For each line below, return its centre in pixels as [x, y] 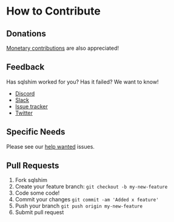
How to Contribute [54, 11]
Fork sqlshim [31, 180]
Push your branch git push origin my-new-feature [79, 206]
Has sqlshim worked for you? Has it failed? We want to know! [82, 82]
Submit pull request [39, 212]
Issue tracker [32, 106]
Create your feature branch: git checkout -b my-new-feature [91, 187]
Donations [26, 34]
